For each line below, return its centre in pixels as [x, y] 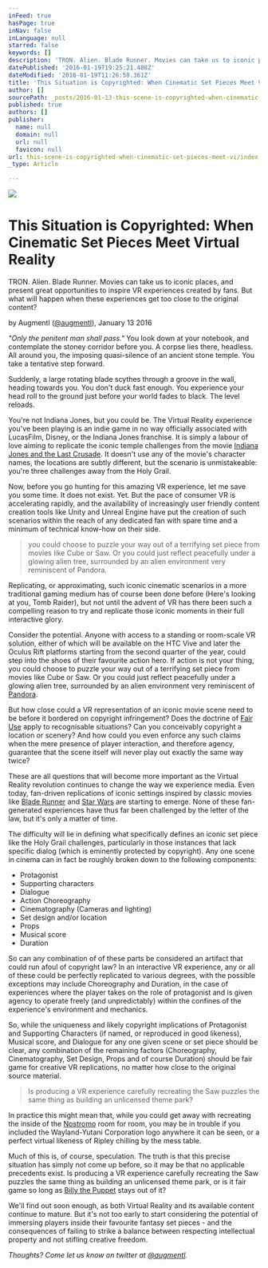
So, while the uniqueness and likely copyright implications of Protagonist [128, 1025]
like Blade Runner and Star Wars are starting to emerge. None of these [124, 802]
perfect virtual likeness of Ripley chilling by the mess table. [105, 1141]
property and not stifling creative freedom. [78, 1240]
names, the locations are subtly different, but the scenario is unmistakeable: [133, 463]
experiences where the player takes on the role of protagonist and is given [130, 992]
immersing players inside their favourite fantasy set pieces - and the [120, 1222]
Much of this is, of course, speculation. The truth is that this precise [119, 1156]
